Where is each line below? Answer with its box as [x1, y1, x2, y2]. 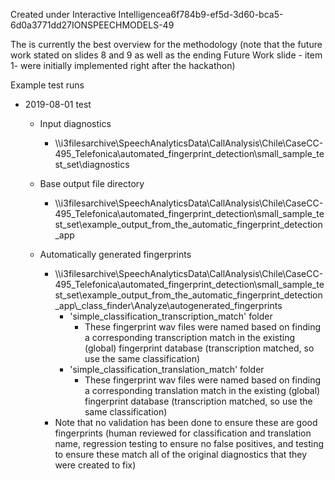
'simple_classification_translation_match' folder [69, 364, 265, 375]
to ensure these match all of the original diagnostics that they [54, 449, 307, 460]
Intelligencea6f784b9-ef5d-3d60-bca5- [118, 9, 284, 20]
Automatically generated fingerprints [39, 249, 192, 260]
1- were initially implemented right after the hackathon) [10, 60, 236, 71]
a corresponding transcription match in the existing [84, 332, 296, 343]
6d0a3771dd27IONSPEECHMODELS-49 [10, 19, 175, 31]
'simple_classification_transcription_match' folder [69, 310, 273, 322]
